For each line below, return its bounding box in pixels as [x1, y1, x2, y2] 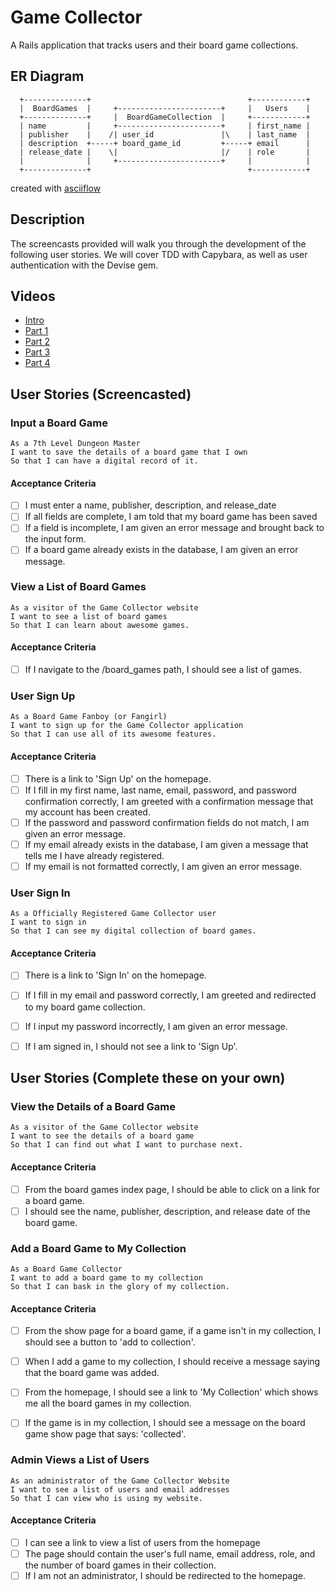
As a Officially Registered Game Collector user [10, 909, 217, 919]
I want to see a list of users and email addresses [10, 1484, 230, 1495]
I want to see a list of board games [10, 611, 168, 621]
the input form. [24, 533, 87, 545]
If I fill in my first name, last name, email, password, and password [24, 784, 297, 796]
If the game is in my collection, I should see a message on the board [24, 1417, 306, 1429]
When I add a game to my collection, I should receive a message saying [24, 1356, 321, 1368]
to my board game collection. [24, 1001, 146, 1013]
